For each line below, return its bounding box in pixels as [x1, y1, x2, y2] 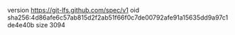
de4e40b [7, 21, 35, 29]
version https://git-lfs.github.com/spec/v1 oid [7, 6, 140, 14]
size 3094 [35, 21, 65, 29]
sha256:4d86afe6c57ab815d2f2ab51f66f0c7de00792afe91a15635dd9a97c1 [7, 13, 229, 22]
